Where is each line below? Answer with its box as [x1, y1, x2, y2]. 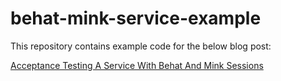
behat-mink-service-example [10, 7, 262, 30]
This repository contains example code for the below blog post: [10, 40, 272, 52]
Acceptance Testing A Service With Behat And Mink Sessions [10, 59, 264, 71]
